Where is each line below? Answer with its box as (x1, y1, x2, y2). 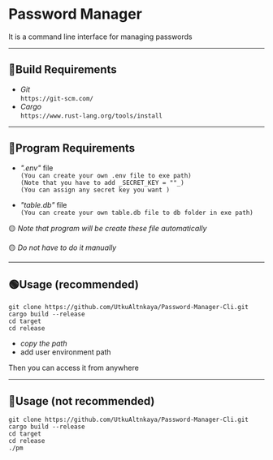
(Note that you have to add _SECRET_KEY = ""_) (19, 178, 184, 187)
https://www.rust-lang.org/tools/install (19, 111, 162, 120)
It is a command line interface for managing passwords (8, 32, 193, 41)
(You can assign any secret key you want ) (19, 186, 171, 194)
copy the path (19, 338, 67, 349)
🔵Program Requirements (8, 141, 136, 155)
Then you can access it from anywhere (8, 363, 140, 373)
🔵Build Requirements (8, 62, 117, 77)
